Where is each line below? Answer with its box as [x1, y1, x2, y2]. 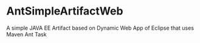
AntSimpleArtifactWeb [6, 4, 123, 18]
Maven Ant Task [6, 30, 47, 38]
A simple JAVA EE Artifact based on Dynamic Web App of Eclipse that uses [6, 24, 195, 31]
